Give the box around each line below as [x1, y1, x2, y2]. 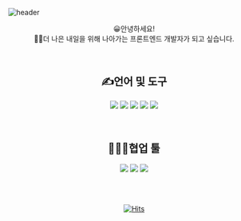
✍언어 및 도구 [101, 75, 168, 89]
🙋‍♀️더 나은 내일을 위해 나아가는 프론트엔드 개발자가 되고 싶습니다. [34, 34, 235, 43]
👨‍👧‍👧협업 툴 [107, 142, 161, 156]
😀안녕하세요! [113, 24, 156, 34]
